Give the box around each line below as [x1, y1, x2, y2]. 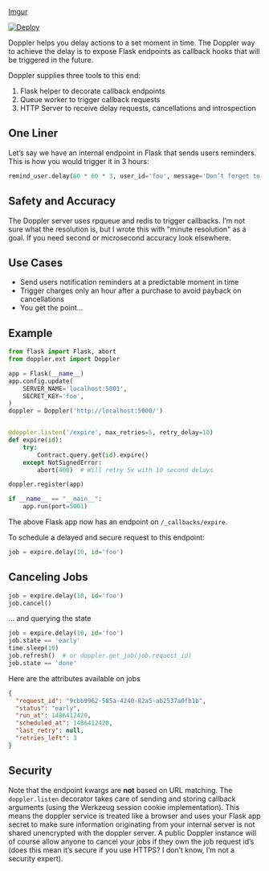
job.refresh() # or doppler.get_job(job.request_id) [8, 651, 193, 660]
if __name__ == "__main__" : [8, 495, 103, 503]
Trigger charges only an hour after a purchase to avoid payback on [19, 286, 242, 296]
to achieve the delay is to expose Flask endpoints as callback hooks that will [8, 47, 260, 55]
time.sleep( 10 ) [8, 644, 59, 652]
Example [8, 326, 53, 340]
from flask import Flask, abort [8, 347, 116, 356]
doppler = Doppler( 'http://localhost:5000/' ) [8, 407, 163, 415]
